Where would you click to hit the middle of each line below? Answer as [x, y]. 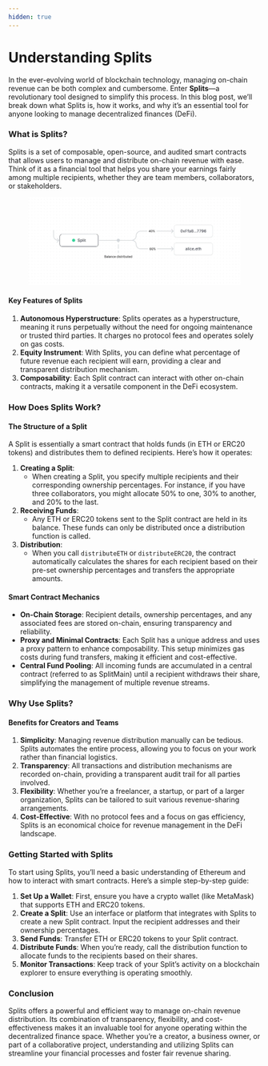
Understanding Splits [80, 57]
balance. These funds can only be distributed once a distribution [138, 527]
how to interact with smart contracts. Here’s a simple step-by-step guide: [129, 880]
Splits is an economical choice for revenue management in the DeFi [131, 825]
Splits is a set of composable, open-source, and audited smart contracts [127, 151]
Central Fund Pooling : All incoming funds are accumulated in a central [136, 666]
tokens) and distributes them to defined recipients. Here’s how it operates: [130, 453]
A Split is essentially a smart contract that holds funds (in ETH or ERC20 [127, 444]
